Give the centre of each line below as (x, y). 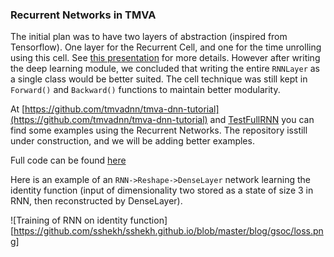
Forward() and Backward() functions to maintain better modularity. (145, 90)
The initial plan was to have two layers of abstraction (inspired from (149, 37)
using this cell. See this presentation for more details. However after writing (165, 58)
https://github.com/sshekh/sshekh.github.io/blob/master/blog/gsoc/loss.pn (168, 231)
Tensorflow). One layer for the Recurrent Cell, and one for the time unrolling (166, 47)
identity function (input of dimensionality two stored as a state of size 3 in (162, 190)
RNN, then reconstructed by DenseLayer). (96, 201)
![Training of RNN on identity (69, 220)
